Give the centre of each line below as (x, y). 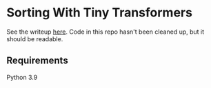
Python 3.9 (22, 77)
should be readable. (35, 38)
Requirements (37, 61)
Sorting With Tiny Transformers (99, 13)
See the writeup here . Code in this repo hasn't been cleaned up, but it (105, 32)
